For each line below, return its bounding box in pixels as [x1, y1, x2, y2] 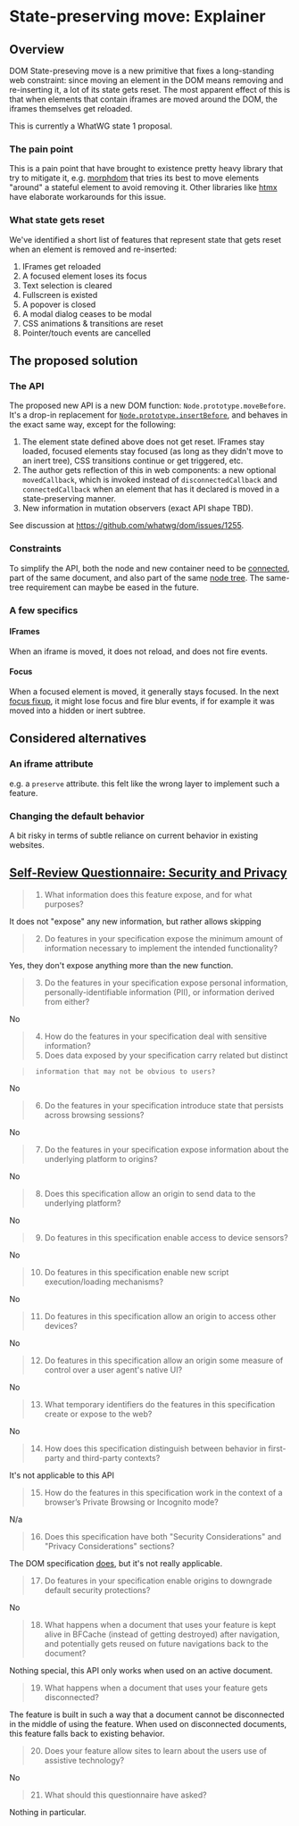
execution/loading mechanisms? [44, 1276, 163, 1287]
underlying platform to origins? [44, 1153, 158, 1164]
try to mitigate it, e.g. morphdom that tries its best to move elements [9, 172, 260, 184]
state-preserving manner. [21, 494, 116, 504]
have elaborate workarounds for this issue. [9, 192, 167, 203]
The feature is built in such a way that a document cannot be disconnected [9, 1709, 285, 1720]
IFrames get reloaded [21, 261, 101, 271]
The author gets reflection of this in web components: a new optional [21, 465, 277, 476]
